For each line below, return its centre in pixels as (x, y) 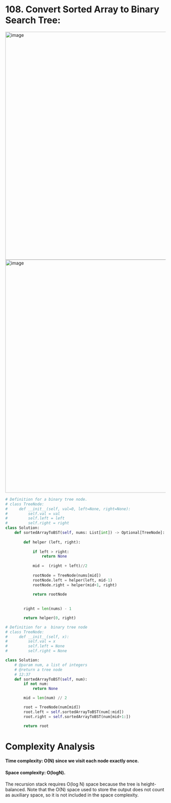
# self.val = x (31, 641)
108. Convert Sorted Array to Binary (82, 9)
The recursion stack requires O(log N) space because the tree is (73, 784)
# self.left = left (35, 518)
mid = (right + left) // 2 (60, 566)
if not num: (36, 684)
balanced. (16, 789)
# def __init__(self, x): (37, 637)
